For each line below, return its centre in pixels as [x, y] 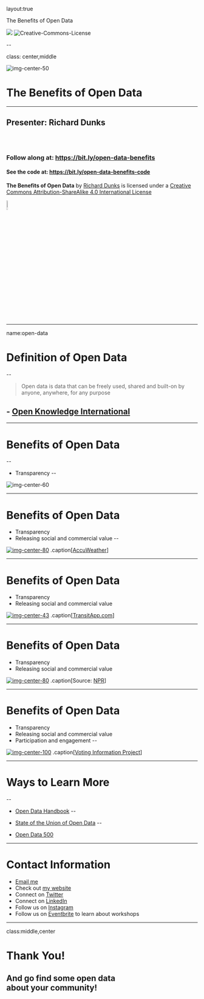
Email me [26, 882]
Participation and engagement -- [56, 740]
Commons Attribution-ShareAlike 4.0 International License [79, 192]
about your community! [52, 988]
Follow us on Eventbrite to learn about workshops [77, 914]
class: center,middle [31, 56]
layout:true [20, 9]
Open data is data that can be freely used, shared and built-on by [103, 386]
